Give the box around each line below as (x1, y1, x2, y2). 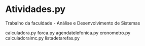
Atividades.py (5, 3, 66, 15)
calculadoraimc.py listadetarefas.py (5, 35, 80, 41)
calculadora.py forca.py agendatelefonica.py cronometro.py (5, 29, 131, 35)
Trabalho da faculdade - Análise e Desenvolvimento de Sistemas (5, 20, 140, 26)
